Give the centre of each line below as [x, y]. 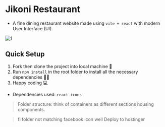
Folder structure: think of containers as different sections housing [86, 104]
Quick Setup [25, 54]
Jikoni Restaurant [43, 9]
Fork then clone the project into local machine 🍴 [62, 66]
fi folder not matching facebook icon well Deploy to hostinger [81, 119]
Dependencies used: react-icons [47, 94]
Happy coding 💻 [30, 83]
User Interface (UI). [33, 28]
